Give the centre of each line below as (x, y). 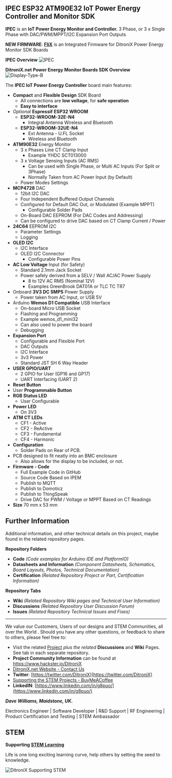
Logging (29, 237)
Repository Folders (26, 549)
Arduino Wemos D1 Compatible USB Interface (61, 302)
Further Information (37, 521)
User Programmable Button (42, 390)
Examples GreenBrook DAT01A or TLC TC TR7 (77, 286)
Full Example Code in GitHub (50, 472)
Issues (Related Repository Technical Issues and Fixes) (71, 611)
